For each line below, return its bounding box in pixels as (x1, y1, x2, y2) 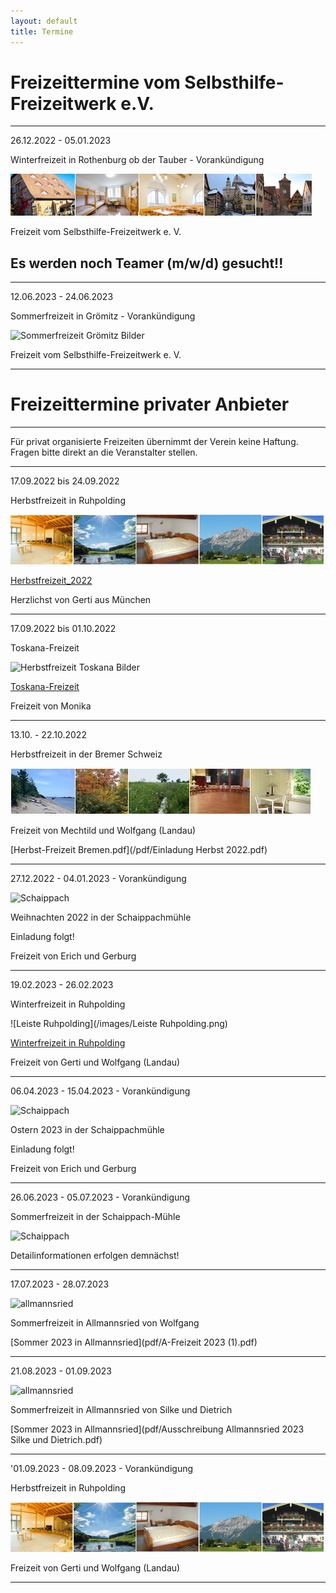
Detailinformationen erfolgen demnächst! (10, 1250, 180, 1262)
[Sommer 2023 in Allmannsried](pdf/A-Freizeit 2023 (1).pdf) (10, 1336, 258, 1349)
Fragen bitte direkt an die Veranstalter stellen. (10, 446, 198, 459)
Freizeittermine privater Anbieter (10, 393, 290, 416)
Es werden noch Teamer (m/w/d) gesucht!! (10, 255, 284, 272)
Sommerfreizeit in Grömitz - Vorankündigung (10, 310, 196, 322)
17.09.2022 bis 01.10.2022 (10, 623, 117, 635)
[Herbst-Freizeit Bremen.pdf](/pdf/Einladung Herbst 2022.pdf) (10, 844, 268, 856)
